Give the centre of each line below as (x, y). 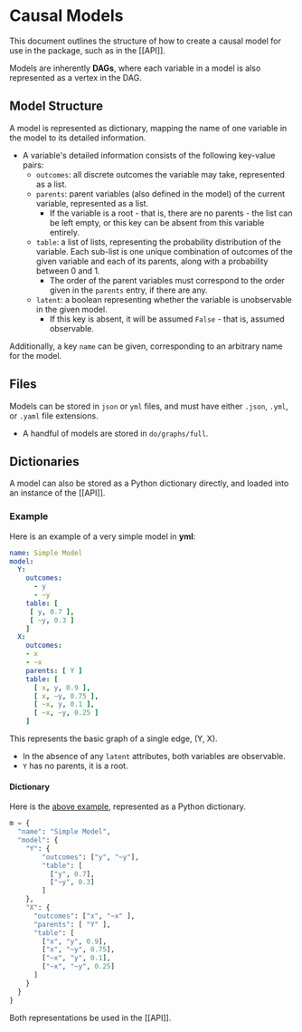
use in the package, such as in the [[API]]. (87, 50)
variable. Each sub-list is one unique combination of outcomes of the (164, 251)
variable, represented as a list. (92, 203)
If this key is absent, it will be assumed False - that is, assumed (167, 319)
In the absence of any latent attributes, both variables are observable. (154, 757)
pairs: (33, 165)
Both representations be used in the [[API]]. (90, 1018)
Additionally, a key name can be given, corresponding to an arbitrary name (146, 346)
